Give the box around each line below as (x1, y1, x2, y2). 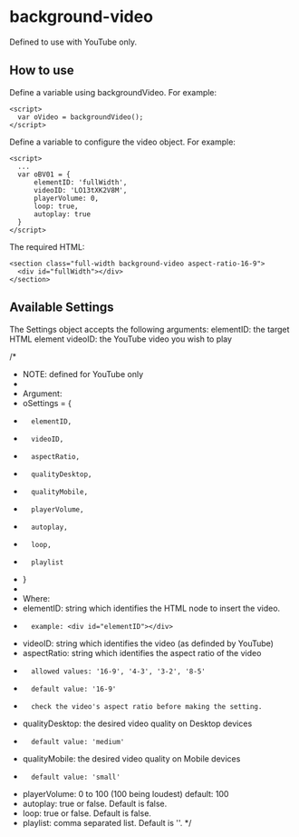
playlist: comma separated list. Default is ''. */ (22, 817, 192, 828)
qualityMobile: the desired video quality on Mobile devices (22, 752, 241, 764)
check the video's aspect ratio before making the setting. (31, 702, 263, 711)
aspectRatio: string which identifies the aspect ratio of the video (22, 647, 262, 658)
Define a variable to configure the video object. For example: (9, 136, 236, 147)
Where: (22, 593, 51, 603)
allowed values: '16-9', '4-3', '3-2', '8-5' (31, 666, 206, 676)
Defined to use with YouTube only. (9, 36, 138, 47)
